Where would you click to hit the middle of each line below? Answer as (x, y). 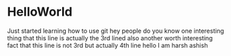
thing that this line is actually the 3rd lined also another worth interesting (110, 38)
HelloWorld (40, 12)
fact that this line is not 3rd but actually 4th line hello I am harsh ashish (108, 45)
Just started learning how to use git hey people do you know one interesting (116, 31)
